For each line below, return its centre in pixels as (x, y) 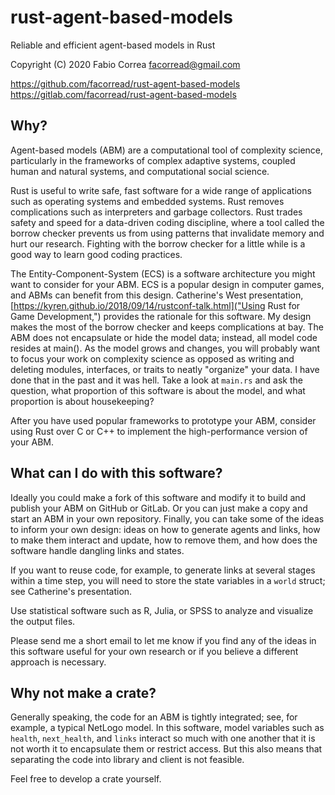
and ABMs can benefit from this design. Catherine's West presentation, (157, 295)
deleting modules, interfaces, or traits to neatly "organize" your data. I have (165, 369)
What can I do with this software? (116, 473)
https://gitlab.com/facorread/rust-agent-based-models (123, 94)
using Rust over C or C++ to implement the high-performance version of (159, 431)
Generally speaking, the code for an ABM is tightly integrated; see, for (154, 717)
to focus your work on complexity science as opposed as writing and (152, 358)
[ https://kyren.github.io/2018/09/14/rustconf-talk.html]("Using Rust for (155, 305)
